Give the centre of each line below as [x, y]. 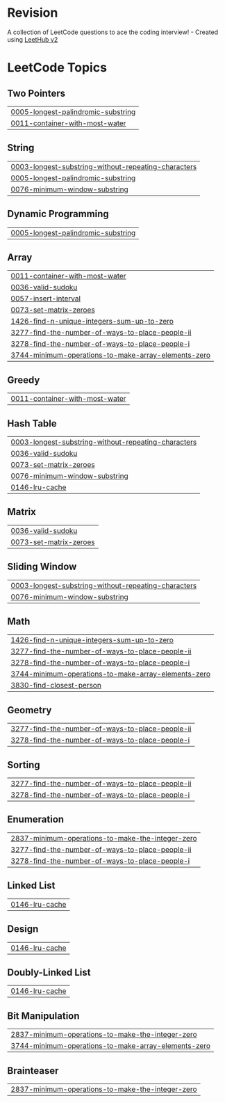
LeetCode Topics [57, 68]
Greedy [24, 380]
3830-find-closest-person [56, 685]
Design [23, 929]
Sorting [24, 764]
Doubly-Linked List [49, 972]
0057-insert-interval [46, 299]
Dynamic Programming [58, 214]
